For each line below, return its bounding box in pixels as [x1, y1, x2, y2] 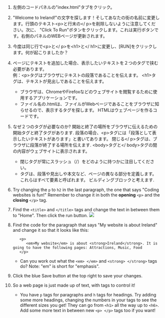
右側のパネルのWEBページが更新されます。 [21, 33, 108, 39]
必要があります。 [12, 66, 47, 72]
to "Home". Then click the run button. [12, 213, 88, 218]
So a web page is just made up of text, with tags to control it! [12, 282, 136, 288]
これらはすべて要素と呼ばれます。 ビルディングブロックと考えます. [20, 177, 155, 183]
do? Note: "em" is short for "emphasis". [20, 264, 100, 269]
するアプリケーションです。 [24, 95, 80, 100]
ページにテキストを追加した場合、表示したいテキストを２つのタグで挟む [12, 60, 159, 66]
